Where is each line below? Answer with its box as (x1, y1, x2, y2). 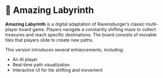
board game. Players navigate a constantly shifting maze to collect (19, 26, 156, 32)
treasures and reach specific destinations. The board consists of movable (5, 31, 157, 37)
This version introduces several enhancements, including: (5, 46, 124, 52)
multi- (145, 21, 158, 27)
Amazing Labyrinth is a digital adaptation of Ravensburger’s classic (5, 21, 145, 27)
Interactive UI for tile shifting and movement (12, 67, 103, 73)
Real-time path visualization (12, 61, 70, 67)
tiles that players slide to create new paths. (5, 37, 93, 43)
